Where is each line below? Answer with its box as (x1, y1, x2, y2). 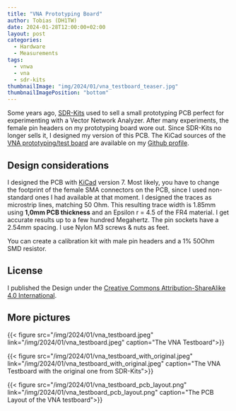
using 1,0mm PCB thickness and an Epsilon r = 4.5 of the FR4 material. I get (7, 208, 230, 216)
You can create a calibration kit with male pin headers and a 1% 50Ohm (7, 236, 215, 245)
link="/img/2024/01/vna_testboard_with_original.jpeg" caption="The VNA (7, 359, 221, 368)
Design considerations (7, 159, 110, 171)
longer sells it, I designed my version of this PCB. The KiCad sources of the (7, 132, 226, 140)
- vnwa (13, 63, 33, 70)
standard (7, 192, 34, 202)
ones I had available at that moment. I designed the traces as (35, 192, 212, 202)
